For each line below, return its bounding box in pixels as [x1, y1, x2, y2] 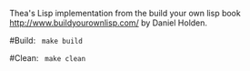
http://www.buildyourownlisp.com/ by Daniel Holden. [9, 17, 207, 28]
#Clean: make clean [9, 53, 86, 63]
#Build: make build [9, 35, 84, 46]
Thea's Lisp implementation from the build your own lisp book [9, 8, 241, 18]
